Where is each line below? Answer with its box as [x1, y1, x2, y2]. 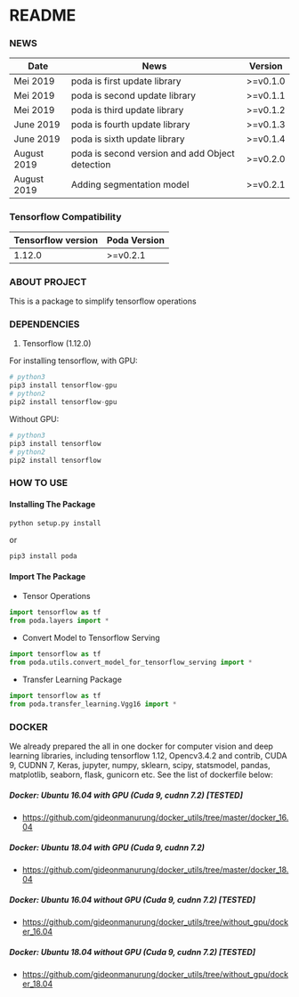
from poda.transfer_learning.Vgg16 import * [9, 700, 177, 709]
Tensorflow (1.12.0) [21, 338, 92, 349]
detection [70, 158, 111, 171]
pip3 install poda [9, 552, 77, 561]
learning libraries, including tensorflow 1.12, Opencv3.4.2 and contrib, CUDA [9, 750, 287, 761]
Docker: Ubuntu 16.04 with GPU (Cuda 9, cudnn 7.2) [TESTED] [9, 790, 243, 800]
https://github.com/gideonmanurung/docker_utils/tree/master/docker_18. [21, 864, 289, 875]
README [9, 5, 77, 26]
